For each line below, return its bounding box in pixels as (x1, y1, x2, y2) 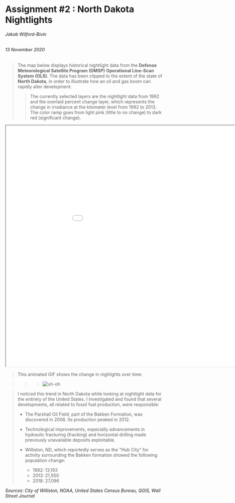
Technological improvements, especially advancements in (25, 426, 145, 432)
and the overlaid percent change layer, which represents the (30, 99, 155, 105)
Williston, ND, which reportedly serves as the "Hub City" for (25, 447, 149, 453)
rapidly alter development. (17, 84, 72, 89)
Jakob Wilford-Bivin (5, 31, 47, 37)
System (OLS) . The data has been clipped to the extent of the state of (17, 73, 162, 79)
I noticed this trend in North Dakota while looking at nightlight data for (17, 391, 162, 396)
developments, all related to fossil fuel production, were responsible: (17, 401, 160, 408)
